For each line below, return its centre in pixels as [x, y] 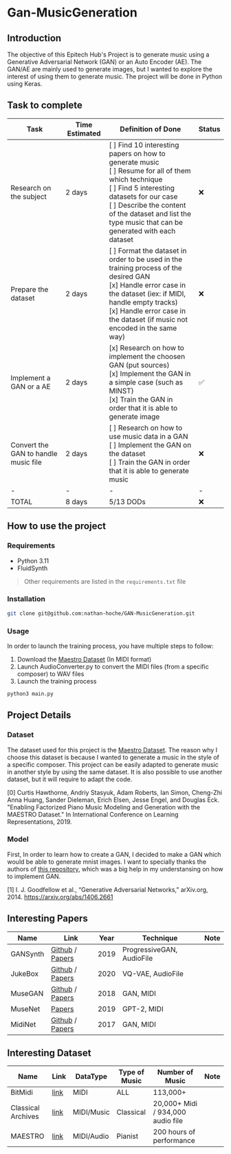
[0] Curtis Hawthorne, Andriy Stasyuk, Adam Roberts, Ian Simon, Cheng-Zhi [114, 792]
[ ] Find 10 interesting [144, 144]
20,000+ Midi [175, 1104]
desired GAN [130, 276]
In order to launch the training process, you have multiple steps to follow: [110, 646]
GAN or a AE [31, 387]
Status [209, 129]
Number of [175, 1072]
